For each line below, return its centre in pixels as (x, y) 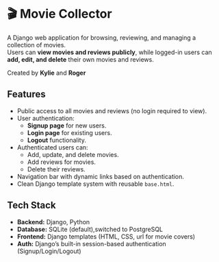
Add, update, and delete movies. (73, 154)
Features (26, 94)
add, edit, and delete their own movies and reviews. (80, 59)
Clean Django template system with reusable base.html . (95, 184)
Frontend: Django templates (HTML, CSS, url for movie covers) (106, 236)
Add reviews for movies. (61, 162)
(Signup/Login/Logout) (49, 251)
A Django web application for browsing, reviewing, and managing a (102, 37)
